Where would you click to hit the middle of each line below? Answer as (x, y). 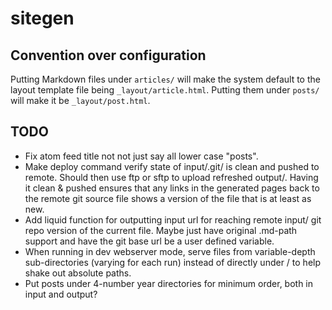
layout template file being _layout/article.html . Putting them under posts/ (165, 90)
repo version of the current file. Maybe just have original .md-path (161, 230)
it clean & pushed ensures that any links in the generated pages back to (172, 188)
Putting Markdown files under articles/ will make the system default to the (165, 79)
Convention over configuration (108, 55)
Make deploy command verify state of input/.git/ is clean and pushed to (172, 166)
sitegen (42, 18)
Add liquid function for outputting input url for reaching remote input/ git (173, 219)
